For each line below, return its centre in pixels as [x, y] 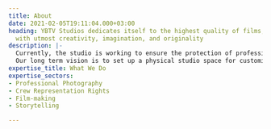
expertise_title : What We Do [57, 69]
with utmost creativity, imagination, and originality [110, 38]
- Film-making [32, 98]
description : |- [35, 46]
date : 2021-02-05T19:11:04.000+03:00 [72, 23]
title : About [30, 16]
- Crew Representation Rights [59, 91]
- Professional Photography [56, 83]
